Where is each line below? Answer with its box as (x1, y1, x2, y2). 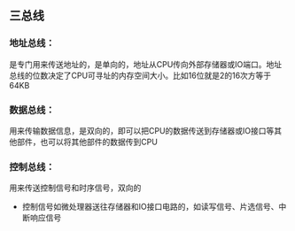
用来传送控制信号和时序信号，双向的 (9, 182, 142, 193)
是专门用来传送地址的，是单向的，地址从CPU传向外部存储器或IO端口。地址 (9, 58, 283, 69)
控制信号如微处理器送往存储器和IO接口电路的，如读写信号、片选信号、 (21, 202, 279, 212)
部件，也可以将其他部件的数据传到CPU (16, 136, 158, 147)
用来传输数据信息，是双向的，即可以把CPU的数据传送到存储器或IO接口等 (9, 125, 275, 135)
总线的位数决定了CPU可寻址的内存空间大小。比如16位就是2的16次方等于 (9, 70, 272, 81)
